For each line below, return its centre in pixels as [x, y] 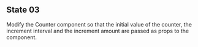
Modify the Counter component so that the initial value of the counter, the [99, 24]
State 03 [23, 10]
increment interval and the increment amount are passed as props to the [97, 31]
